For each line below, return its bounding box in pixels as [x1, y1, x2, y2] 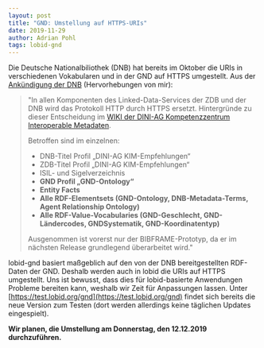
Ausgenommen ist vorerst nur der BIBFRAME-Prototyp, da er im [27, 234, 237, 244]
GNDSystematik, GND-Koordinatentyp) [87, 219, 220, 229]
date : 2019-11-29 [8, 26, 66, 34]
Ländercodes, [39, 219, 87, 229]
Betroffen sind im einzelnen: [27, 136, 120, 145]
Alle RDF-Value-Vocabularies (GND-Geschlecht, [39, 211, 203, 220]
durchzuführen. [8, 333, 62, 342]
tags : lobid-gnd [8, 41, 62, 49]
